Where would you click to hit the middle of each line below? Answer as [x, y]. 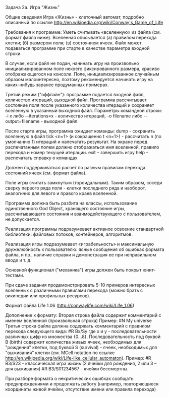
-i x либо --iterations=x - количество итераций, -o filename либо [74, 116]
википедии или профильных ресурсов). [48, 296]
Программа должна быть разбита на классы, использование [71, 203]
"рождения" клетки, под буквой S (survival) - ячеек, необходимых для [81, 347]
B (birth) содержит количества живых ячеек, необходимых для [73, 342]
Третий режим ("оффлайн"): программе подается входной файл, [75, 94]
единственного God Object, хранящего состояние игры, [65, 208]
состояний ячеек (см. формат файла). [46, 173]
